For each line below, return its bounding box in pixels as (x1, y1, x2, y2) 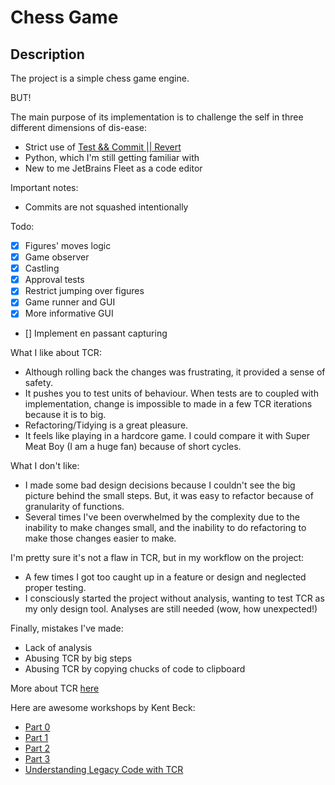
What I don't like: (10, 460, 80, 472)
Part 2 (24, 742, 51, 755)
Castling (24, 262, 60, 275)
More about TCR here (10, 682, 100, 695)
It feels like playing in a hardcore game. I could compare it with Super (24, 430, 310, 442)
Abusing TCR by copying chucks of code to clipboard (24, 663, 246, 675)
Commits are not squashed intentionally (24, 201, 189, 213)
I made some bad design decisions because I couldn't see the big (24, 479, 296, 491)
